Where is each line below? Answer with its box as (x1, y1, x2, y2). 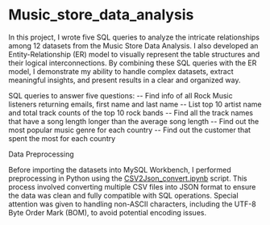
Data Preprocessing (8, 149, 74, 159)
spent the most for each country (8, 133, 116, 143)
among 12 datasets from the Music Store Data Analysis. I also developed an (8, 40, 259, 50)
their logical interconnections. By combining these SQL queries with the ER (8, 58, 257, 68)
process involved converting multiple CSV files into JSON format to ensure (8, 181, 256, 191)
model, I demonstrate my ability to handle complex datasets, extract (8, 66, 234, 76)
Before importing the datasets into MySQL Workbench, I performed (8, 165, 231, 174)
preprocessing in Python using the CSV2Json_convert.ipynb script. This (8, 173, 247, 183)
